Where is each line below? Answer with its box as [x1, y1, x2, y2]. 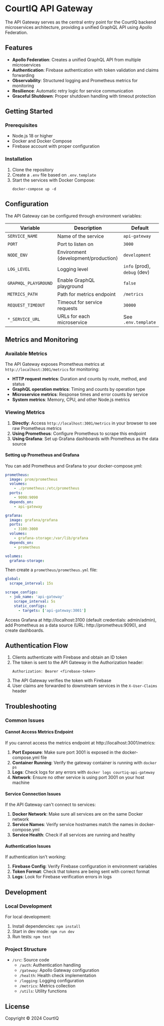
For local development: [5, 914, 51, 920]
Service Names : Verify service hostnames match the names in [12, 822, 139, 827]
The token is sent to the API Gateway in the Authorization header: [12, 660, 144, 666]
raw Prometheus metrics [12, 425, 62, 431]
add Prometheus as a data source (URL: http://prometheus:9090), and [5, 622, 146, 628]
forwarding [12, 72, 35, 78]
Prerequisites [5, 122, 38, 129]
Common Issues [5, 717, 45, 724]
